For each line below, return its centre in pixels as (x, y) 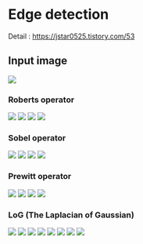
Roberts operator (41, 100)
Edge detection (59, 15)
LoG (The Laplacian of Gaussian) (71, 215)
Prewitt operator (40, 177)
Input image (38, 61)
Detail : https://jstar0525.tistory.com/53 (71, 36)
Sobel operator (37, 137)
